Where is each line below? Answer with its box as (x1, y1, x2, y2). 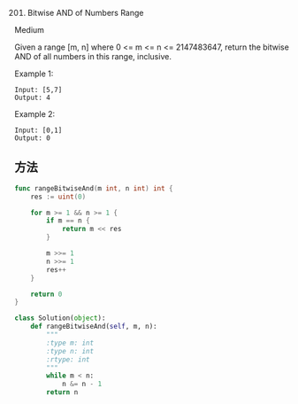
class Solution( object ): (14, 314, 106, 322)
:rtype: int (46, 354, 91, 364)
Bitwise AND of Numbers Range (27, 8, 144, 18)
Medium (14, 25, 45, 35)
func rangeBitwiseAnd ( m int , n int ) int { (14, 183, 173, 193)
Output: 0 (14, 134, 51, 143)
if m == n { (46, 216, 91, 225)
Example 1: (14, 68, 54, 79)
